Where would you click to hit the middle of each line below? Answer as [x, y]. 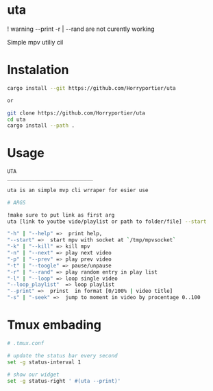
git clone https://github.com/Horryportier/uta [76, 113]
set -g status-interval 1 [44, 362]
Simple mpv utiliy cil [35, 42]
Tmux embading [54, 325]
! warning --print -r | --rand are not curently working [81, 29]
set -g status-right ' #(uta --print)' [64, 381]
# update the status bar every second [62, 355]
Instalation [38, 70]
